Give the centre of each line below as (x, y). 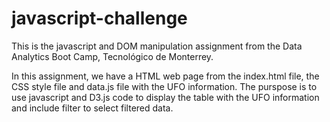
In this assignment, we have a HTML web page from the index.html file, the (165, 76)
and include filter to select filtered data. (92, 108)
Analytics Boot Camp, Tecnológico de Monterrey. (112, 56)
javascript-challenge (99, 18)
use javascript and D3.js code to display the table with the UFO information (165, 97)
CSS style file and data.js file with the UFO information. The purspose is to (164, 86)
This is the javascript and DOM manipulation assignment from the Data (157, 46)
